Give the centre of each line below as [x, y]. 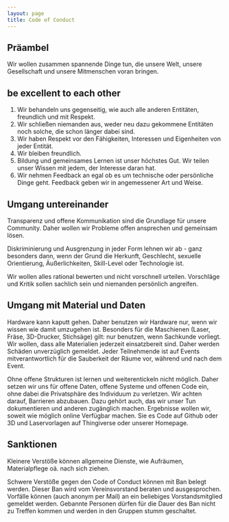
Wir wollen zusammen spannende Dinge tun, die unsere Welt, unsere [105, 64]
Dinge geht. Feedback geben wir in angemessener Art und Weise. [110, 183]
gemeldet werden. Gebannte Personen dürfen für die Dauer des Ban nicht [111, 503]
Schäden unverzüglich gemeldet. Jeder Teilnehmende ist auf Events [104, 351]
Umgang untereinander [58, 204]
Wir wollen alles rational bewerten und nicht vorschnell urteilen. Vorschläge [113, 276]
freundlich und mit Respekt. [56, 117]
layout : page [26, 13]
